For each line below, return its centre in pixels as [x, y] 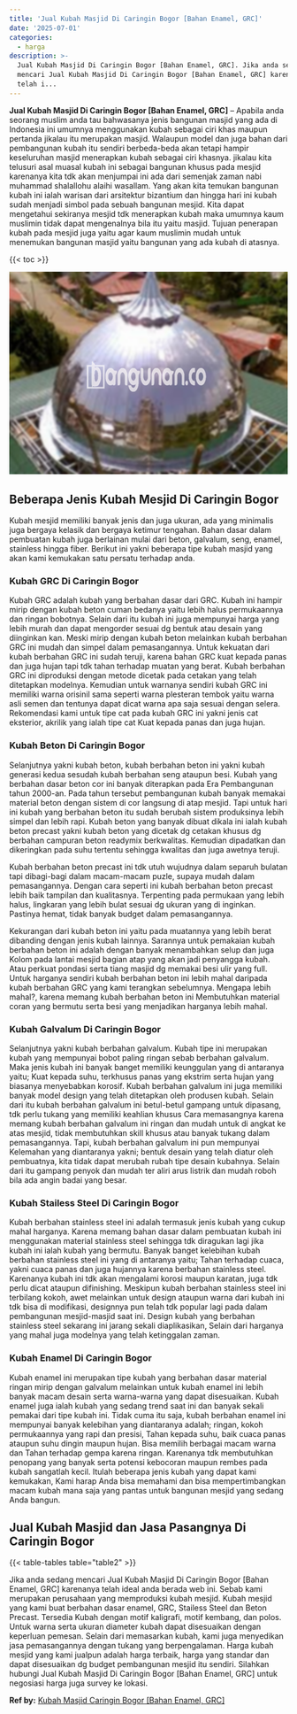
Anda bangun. [35, 1500]
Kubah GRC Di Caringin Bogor [74, 582]
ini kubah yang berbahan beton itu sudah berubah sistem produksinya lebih [147, 812]
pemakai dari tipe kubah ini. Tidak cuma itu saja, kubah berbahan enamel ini [147, 1415]
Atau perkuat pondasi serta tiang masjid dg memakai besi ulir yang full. [138, 969]
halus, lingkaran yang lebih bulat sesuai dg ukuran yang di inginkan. [133, 904]
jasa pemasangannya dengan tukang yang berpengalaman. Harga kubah [141, 1646]
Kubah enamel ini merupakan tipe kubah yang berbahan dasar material [138, 1378]
